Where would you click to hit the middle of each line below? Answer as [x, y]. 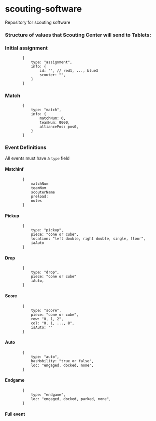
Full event [15, 414]
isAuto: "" [42, 327]
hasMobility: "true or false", [62, 361]
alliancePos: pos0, [59, 127]
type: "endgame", [48, 395]
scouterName [43, 192]
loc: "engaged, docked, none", [62, 365]
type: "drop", [45, 273]
